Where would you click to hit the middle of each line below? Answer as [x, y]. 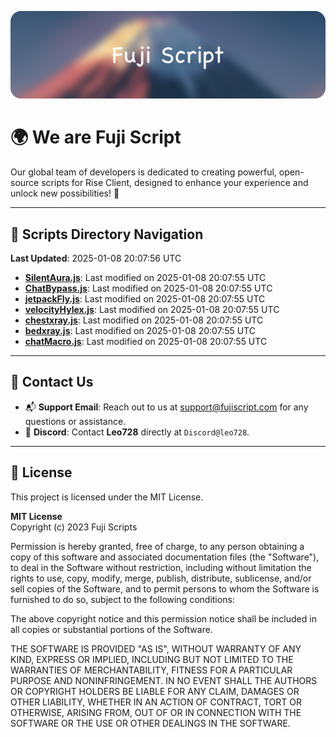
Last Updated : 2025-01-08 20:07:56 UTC [96, 258]
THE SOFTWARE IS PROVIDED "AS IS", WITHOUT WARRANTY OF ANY [156, 648]
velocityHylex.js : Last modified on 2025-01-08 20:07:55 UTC [152, 310]
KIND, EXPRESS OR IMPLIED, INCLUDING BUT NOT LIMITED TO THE [152, 659]
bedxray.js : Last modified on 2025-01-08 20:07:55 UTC [140, 331]
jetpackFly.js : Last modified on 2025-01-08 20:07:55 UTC [145, 299]
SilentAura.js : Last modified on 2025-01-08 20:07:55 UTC [145, 278]
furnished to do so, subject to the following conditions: [122, 599]
